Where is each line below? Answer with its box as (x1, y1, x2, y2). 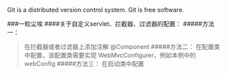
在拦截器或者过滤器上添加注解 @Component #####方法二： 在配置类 (23, 43, 220, 50)
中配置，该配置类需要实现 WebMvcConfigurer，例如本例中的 (23, 51, 196, 59)
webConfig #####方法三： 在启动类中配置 (23, 60, 144, 67)
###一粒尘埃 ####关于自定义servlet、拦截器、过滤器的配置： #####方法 (7, 20, 215, 28)
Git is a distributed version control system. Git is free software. (7, 6, 184, 14)
